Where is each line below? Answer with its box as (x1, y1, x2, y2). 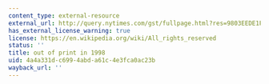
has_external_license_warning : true (8, 26, 130, 34)
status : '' (8, 42, 45, 50)
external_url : (8, 19, 56, 27)
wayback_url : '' (8, 64, 62, 72)
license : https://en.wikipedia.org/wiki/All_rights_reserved (8, 34, 217, 42)
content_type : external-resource (8, 11, 120, 20)
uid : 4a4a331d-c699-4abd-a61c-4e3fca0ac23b (8, 57, 156, 65)
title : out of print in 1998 (8, 49, 106, 57)
